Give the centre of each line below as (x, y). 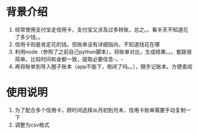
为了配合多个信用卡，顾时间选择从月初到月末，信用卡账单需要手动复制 (100, 110)
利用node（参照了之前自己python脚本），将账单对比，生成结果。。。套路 (101, 51)
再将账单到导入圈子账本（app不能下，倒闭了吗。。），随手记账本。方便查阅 (103, 66)
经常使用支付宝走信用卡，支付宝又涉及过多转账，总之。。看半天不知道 (99, 30)
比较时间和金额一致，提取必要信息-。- (77, 59)
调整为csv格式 (32, 125)
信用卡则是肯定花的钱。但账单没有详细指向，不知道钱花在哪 (87, 44)
